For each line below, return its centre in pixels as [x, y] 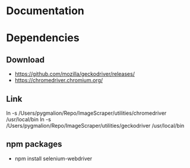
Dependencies [43, 38]
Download [25, 59]
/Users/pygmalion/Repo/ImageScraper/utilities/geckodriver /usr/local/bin [95, 126]
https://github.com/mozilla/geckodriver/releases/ [75, 74]
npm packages [34, 144]
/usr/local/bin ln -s [29, 119]
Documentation [45, 11]
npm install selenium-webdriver [53, 159]
